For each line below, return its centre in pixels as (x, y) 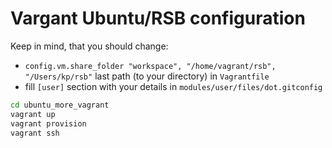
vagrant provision (48, 123)
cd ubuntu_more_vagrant (60, 105)
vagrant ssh (35, 133)
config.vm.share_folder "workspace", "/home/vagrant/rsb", (150, 66)
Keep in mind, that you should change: (89, 46)
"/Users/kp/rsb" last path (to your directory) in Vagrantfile (147, 76)
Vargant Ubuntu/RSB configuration (158, 18)
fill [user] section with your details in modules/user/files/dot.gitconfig (173, 86)
